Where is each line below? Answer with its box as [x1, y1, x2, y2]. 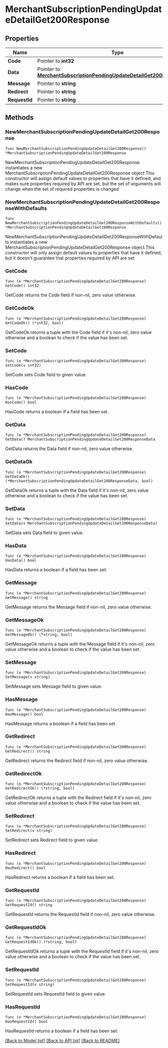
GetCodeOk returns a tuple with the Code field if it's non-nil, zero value [5, 329, 152, 335]
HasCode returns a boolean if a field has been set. [5, 409, 109, 415]
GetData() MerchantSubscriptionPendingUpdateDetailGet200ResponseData [5, 437, 155, 442]
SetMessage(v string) [5, 675, 50, 680]
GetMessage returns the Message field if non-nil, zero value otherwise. [5, 604, 152, 610]
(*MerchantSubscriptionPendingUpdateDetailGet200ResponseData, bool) [5, 478, 153, 484]
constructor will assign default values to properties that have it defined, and [5, 175, 161, 181]
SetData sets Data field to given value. [5, 530, 84, 536]
